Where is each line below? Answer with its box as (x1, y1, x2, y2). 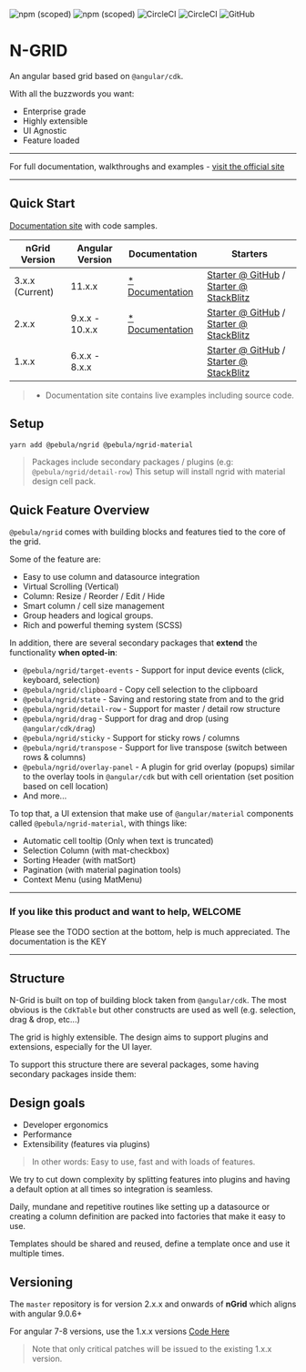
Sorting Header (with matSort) (22, 855, 137, 866)
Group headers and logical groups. (22, 610, 154, 621)
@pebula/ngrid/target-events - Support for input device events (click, (22, 665, 285, 676)
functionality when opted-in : (9, 647, 118, 658)
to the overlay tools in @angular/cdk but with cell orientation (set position (22, 771, 294, 782)
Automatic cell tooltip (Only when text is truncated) (22, 836, 214, 847)
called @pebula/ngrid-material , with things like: (9, 818, 188, 828)
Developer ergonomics (22, 1120, 109, 1131)
